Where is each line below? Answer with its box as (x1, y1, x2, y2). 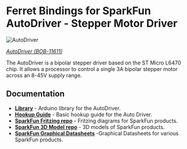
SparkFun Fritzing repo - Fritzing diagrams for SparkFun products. (14, 117, 178, 124)
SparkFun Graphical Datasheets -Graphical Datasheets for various (14, 129, 179, 137)
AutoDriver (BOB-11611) (6, 47, 63, 54)
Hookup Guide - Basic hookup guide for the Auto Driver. (14, 111, 153, 118)
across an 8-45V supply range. (6, 72, 82, 79)
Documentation (6, 89, 65, 99)
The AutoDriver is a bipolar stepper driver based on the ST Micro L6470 (6, 59, 182, 66)
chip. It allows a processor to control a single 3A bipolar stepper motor (6, 65, 178, 72)
